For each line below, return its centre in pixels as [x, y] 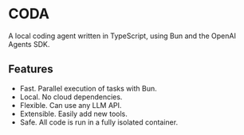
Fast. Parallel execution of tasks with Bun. [88, 88]
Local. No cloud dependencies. [71, 97]
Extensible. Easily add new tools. [73, 114]
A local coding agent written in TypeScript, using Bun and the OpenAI [122, 36]
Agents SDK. [29, 44]
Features [31, 69]
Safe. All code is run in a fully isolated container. [98, 122]
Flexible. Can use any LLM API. [71, 105]
